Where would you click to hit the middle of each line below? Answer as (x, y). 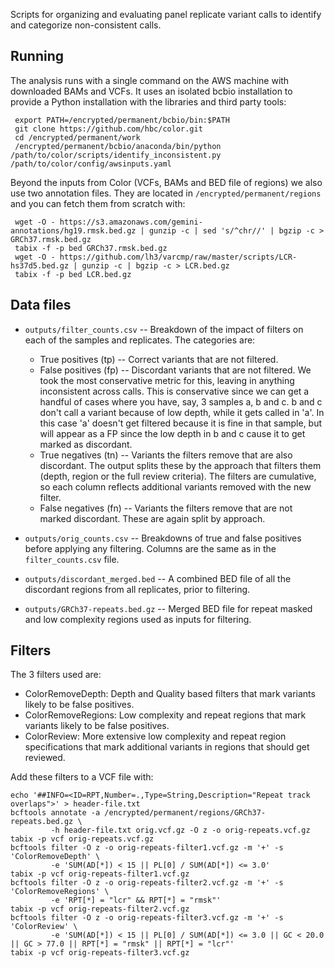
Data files (41, 305)
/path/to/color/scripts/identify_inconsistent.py (116, 155)
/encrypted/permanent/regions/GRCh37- (185, 813)
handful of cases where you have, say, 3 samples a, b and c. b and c (181, 401)
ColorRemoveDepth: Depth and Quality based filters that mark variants (170, 694)
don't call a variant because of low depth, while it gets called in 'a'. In (182, 412)
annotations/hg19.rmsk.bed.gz (73, 230)
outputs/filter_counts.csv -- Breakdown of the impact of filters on (164, 329)
